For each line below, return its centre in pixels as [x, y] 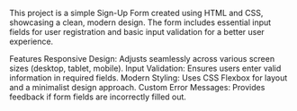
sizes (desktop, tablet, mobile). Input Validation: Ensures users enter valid [145, 68]
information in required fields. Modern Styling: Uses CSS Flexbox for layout [148, 78]
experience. [31, 41]
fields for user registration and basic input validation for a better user [137, 32]
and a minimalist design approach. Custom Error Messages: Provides [137, 87]
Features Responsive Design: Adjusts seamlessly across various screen [142, 59]
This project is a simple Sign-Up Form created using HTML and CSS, [136, 13]
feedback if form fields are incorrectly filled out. [98, 97]
